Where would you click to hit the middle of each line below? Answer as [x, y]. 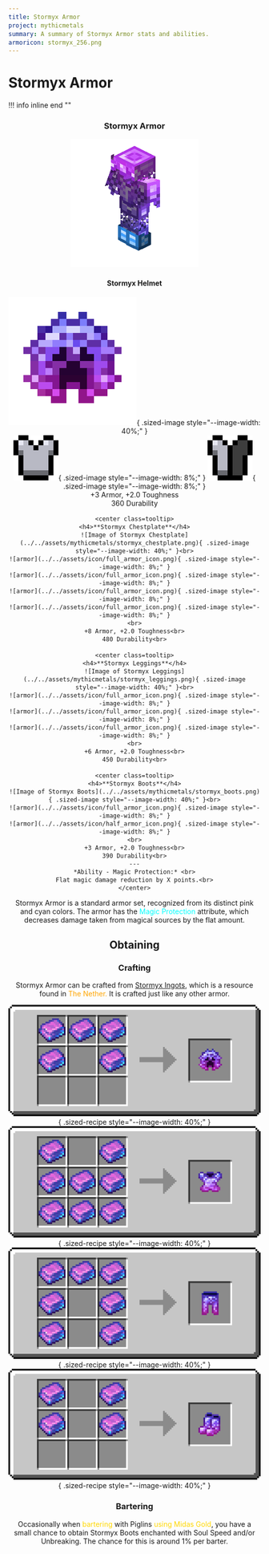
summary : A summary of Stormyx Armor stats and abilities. [109, 34]
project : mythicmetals [46, 25]
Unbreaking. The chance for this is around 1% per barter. [134, 1541]
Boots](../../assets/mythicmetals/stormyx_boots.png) [169, 791]
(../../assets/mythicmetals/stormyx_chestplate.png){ [111, 543]
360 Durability [134, 503]
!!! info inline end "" [40, 105]
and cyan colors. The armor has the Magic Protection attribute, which [134, 911]
